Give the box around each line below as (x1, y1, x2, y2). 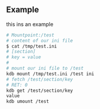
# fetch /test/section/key (6, 76, 73, 82)
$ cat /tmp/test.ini (6, 43, 58, 49)
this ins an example (6, 20, 54, 27)
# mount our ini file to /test (6, 66, 84, 71)
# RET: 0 (6, 82, 28, 88)
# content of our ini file (6, 38, 73, 43)
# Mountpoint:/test (6, 32, 55, 38)
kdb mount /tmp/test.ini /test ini (6, 71, 95, 77)
